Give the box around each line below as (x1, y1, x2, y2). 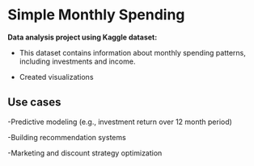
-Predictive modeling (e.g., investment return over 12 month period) (7, 117, 232, 127)
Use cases (7, 95, 61, 110)
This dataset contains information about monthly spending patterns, (19, 48, 246, 57)
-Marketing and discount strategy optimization (7, 147, 163, 158)
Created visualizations (19, 72, 94, 81)
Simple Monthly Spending (7, 6, 185, 24)
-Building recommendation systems (7, 132, 126, 142)
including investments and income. (19, 56, 136, 66)
